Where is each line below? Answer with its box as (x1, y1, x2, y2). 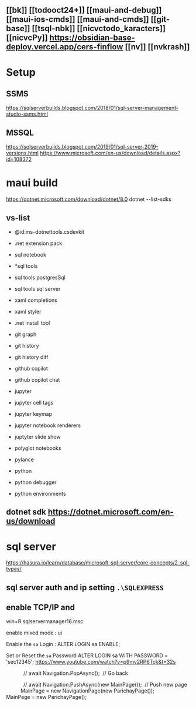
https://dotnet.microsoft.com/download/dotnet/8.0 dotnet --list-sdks (6, 196, 171, 203)
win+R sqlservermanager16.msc (6, 618, 84, 625)
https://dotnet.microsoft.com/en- (47, 507, 174, 517)
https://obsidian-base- (49, 33, 136, 43)
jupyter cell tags (14, 399, 54, 406)
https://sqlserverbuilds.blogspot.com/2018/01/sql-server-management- (6, 105, 178, 112)
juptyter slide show (14, 433, 61, 440)
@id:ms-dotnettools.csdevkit (14, 228, 85, 235)
